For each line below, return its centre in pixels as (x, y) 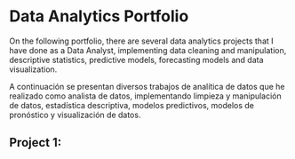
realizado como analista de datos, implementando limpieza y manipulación (145, 96)
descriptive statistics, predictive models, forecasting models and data (136, 60)
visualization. (33, 69)
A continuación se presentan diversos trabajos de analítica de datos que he (147, 86)
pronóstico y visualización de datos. (75, 115)
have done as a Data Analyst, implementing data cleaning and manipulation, (148, 50)
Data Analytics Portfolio (99, 16)
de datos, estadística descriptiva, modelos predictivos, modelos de (132, 105)
